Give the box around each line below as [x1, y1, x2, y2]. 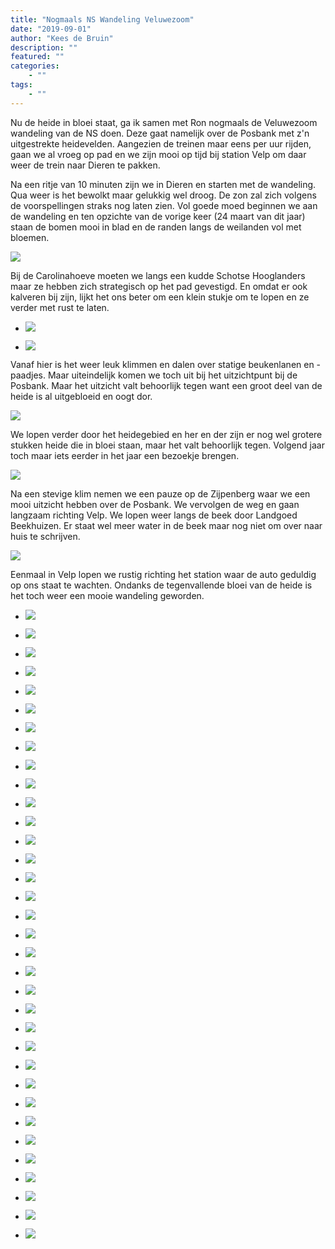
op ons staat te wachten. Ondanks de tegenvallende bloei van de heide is [10, 579, 313, 591]
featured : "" [10, 52, 65, 62]
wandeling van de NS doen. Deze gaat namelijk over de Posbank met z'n [10, 127, 310, 139]
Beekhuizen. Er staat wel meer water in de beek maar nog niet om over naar [10, 519, 323, 531]
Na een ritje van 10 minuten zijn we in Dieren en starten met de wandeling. [10, 178, 317, 190]
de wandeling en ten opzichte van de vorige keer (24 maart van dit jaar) [10, 210, 306, 222]
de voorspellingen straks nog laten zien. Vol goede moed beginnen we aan [10, 199, 318, 211]
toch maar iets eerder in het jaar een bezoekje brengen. [10, 449, 240, 461]
